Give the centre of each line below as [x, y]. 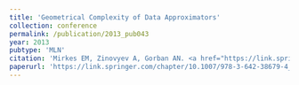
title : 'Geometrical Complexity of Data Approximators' [115, 17]
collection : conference [53, 26]
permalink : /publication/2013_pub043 [79, 34]
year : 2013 [29, 42]
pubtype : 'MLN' [37, 50]
